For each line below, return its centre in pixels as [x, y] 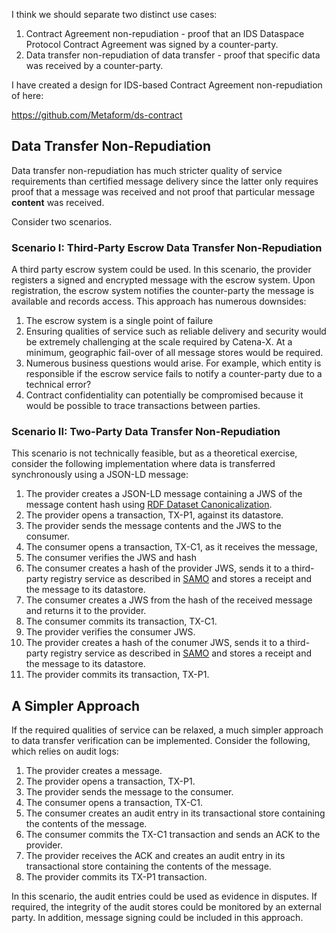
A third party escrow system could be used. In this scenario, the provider [161, 270]
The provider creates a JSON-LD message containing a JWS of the [164, 494]
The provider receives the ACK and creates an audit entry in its [155, 856]
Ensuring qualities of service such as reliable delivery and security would [176, 331]
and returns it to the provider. [86, 611]
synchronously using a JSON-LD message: [100, 475]
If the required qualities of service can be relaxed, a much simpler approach [167, 730]
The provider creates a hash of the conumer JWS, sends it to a [155, 643]
